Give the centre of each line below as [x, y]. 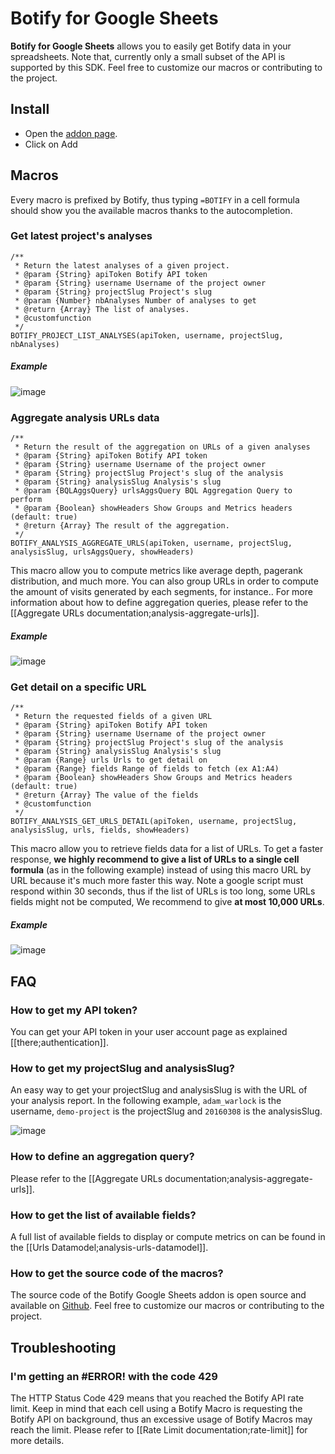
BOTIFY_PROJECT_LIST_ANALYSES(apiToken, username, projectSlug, [147, 335]
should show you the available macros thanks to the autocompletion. [151, 210]
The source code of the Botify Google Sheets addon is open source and [158, 1295]
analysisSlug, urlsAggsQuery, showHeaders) [102, 552]
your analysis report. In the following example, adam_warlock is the [146, 1101]
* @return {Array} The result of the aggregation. [122, 526]
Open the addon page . [71, 133]
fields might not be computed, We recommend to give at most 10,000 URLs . [167, 902]
